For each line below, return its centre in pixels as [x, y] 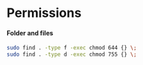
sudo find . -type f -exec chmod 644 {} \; [72, 48]
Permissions [44, 13]
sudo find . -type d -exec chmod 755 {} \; [72, 54]
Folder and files [30, 32]
